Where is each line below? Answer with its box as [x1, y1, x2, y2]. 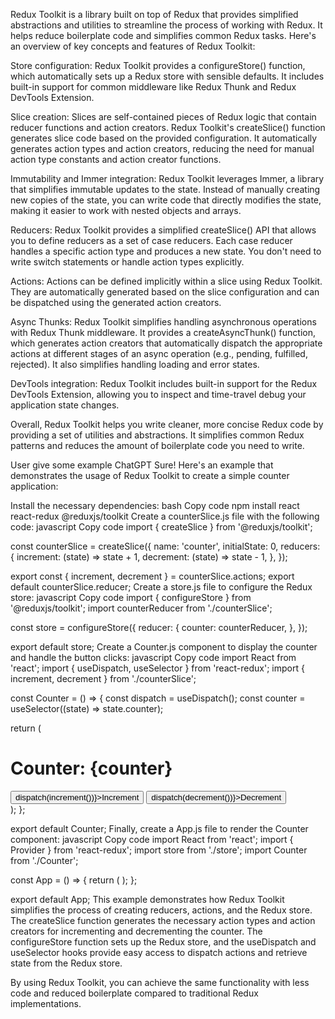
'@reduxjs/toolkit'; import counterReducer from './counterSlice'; [10, 602, 273, 614]
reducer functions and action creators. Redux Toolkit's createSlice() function [10, 122, 326, 133]
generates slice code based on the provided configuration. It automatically [10, 132, 318, 144]
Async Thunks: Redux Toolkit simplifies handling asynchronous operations [10, 316, 317, 328]
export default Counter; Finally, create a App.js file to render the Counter [10, 822, 309, 834]
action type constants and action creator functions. [10, 154, 222, 165]
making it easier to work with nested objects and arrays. [10, 205, 242, 216]
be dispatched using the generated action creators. [10, 297, 222, 308]
